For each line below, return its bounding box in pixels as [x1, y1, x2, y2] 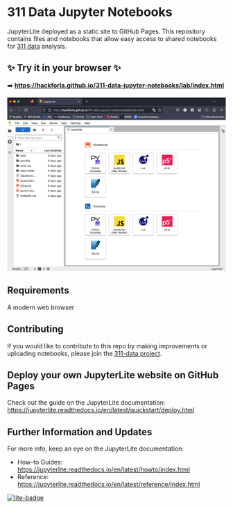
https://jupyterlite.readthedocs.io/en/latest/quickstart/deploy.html [7, 406, 195, 414]
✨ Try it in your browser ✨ [7, 62, 121, 74]
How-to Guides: [17, 458, 63, 467]
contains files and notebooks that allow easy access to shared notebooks [7, 34, 217, 42]
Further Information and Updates [7, 426, 153, 438]
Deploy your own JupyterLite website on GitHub [7, 369, 219, 381]
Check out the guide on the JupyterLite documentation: [7, 398, 166, 407]
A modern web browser [7, 303, 75, 312]
